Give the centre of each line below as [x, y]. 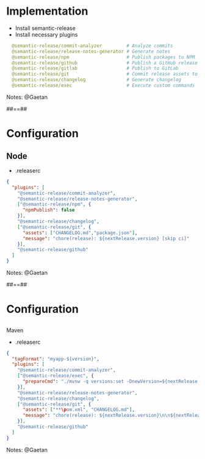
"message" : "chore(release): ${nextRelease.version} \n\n [96, 416]
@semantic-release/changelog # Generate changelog [97, 80]
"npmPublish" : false [49, 210]
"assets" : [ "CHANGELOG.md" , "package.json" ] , [80, 233]
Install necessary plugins [46, 34]
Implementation [47, 11]
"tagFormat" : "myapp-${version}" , [56, 359]
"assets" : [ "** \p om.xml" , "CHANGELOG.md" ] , [79, 410]
